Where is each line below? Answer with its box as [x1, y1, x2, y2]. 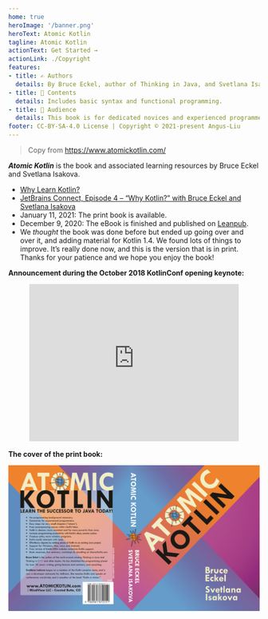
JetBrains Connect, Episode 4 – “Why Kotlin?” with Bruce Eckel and [19, 193, 242, 203]
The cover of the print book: [8, 450, 104, 458]
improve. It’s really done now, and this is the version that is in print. [19, 244, 239, 253]
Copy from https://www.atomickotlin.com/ [27, 145, 166, 155]
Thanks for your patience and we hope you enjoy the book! [19, 252, 215, 262]
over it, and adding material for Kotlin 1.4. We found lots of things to [19, 236, 242, 245]
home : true [8, 13, 45, 21]
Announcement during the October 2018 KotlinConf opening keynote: [8, 268, 245, 277]
